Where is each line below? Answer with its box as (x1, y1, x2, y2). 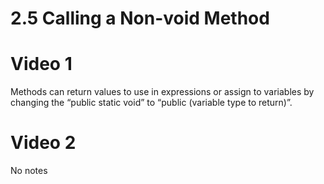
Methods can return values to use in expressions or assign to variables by (10, 86, 315, 98)
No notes (10, 165, 48, 177)
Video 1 (10, 53, 73, 76)
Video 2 (10, 132, 77, 154)
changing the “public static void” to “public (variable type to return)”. (10, 97, 293, 109)
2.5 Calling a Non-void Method (10, 7, 270, 30)
